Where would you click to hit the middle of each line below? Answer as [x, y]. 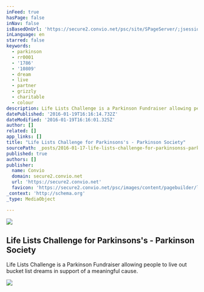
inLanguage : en [25, 35]
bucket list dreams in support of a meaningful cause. [72, 271]
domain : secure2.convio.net [47, 176]
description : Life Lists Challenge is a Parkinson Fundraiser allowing [99, 108]
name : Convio [28, 171]
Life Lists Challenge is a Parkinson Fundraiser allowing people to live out [97, 265]
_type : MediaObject [31, 199]
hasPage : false [25, 18]
